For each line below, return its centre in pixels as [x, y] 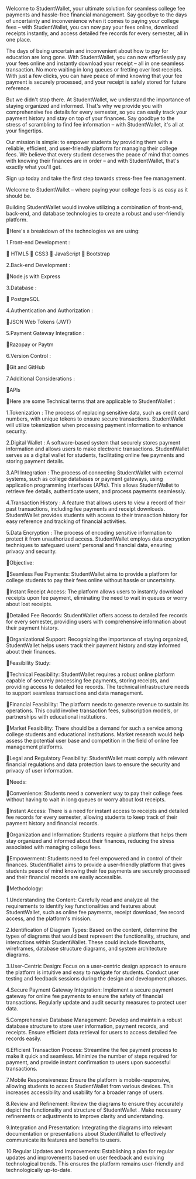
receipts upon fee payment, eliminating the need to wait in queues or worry [97, 598]
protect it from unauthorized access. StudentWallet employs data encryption [98, 539]
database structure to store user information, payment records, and [87, 1026]
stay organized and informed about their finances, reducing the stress [90, 841]
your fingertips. [25, 131]
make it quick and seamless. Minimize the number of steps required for [92, 1056]
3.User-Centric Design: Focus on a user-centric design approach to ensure [97, 966]
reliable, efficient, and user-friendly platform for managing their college [92, 148]
